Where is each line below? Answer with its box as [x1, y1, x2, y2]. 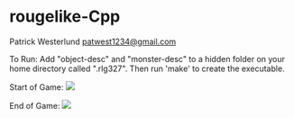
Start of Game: [9, 81, 64, 92]
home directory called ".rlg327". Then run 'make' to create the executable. [9, 63, 286, 74]
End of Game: [9, 100, 60, 111]
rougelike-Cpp [9, 6, 121, 27]
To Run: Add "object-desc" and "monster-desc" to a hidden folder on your [9, 53, 286, 64]
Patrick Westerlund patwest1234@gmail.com [9, 36, 177, 47]
